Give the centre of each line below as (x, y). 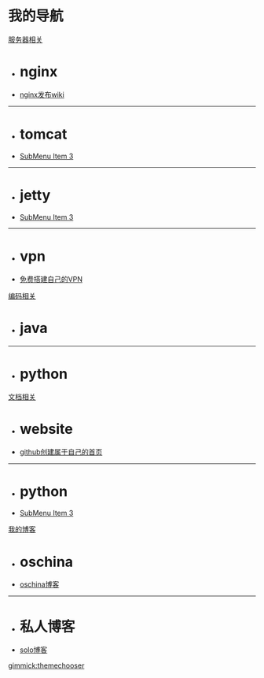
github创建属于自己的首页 (61, 452)
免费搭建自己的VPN (51, 279)
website (46, 429)
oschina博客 (39, 584)
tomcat (43, 134)
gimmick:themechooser (46, 665)
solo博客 (33, 650)
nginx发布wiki (42, 94)
